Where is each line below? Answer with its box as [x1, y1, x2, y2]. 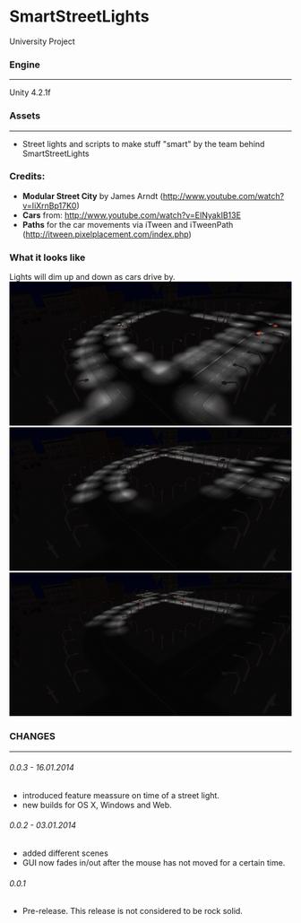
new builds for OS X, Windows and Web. [21, 799, 172, 810]
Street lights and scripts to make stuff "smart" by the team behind [21, 138, 265, 149]
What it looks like [9, 251, 86, 264]
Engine [9, 58, 40, 71]
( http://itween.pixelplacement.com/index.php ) [21, 229, 193, 239]
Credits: [9, 170, 46, 183]
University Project [9, 36, 76, 47]
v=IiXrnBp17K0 [21, 200, 77, 211]
